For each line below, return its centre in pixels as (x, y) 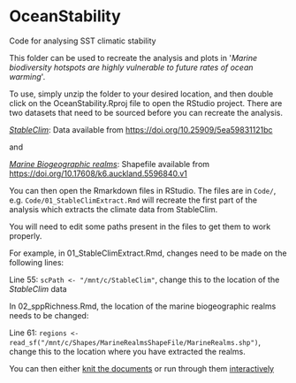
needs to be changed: (49, 315)
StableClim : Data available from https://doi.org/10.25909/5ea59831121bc (141, 129)
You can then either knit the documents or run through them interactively (142, 368)
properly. (26, 235)
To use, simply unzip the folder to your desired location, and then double (141, 94)
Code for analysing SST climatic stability (83, 41)
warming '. (27, 76)
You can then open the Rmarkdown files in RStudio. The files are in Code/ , (143, 190)
